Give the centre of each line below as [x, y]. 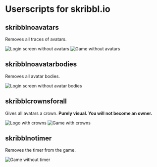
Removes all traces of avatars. [36, 39]
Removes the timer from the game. [40, 150]
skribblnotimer [28, 139]
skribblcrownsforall [36, 102]
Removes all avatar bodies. [33, 76]
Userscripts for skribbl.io [58, 9]
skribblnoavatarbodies [41, 64]
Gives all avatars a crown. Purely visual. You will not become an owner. [79, 113]
